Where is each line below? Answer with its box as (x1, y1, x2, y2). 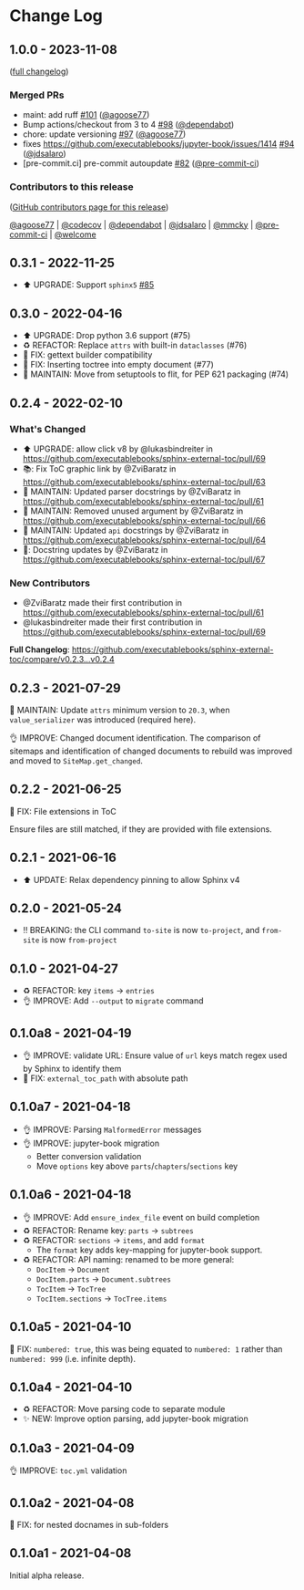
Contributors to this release (9, 181, 134, 193)
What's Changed (9, 422, 86, 435)
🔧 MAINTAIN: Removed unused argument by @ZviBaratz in (22, 505, 244, 516)
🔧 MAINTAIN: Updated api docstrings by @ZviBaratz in (22, 525, 229, 535)
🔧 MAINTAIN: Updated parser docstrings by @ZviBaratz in (22, 485, 241, 497)
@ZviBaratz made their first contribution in (22, 598, 183, 608)
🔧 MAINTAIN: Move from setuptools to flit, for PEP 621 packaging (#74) (22, 369, 289, 379)
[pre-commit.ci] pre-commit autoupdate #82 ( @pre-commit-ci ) (22, 158, 259, 169)
